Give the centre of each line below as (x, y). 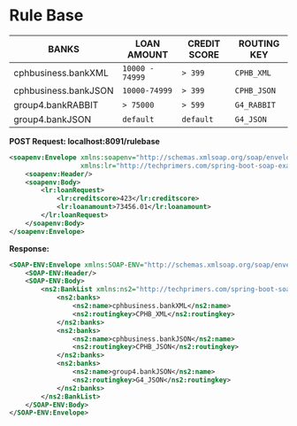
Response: (30, 248)
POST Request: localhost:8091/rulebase (85, 141)
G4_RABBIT (255, 105)
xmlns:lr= (98, 166)
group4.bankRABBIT (56, 105)
